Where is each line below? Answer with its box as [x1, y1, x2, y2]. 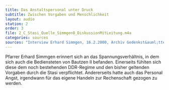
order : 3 [5, 26, 24, 31]
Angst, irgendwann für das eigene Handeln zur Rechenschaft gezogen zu [5, 74, 157, 80]
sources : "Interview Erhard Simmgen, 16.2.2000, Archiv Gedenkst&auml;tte [5, 40, 165, 45]
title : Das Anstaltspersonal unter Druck [5, 7, 94, 12]
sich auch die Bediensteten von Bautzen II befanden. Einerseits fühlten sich [5, 58, 161, 65]
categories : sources [5, 35, 49, 40]
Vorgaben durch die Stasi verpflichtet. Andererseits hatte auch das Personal [5, 69, 163, 75]
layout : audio [5, 16, 35, 21]
